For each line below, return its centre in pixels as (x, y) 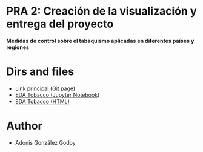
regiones (18, 47)
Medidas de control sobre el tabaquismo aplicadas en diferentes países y (100, 41)
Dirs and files (40, 72)
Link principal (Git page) (45, 88)
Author (24, 126)
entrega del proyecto (60, 24)
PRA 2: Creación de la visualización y (101, 11)
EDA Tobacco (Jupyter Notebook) (57, 94)
